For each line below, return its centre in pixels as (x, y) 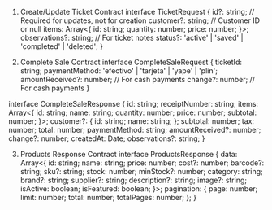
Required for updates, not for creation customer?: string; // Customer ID (140, 20)
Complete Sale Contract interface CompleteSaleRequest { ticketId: (131, 62)
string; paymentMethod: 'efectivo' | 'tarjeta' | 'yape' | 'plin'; (119, 71)
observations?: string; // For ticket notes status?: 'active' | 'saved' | (132, 37)
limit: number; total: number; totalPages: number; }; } (108, 197)
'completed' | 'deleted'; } (62, 46)
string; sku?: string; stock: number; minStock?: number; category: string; (142, 171)
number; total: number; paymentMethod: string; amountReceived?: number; (135, 130)
